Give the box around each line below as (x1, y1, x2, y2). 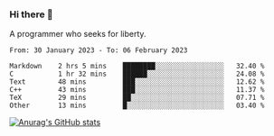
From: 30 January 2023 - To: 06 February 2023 (9, 46, 188, 55)
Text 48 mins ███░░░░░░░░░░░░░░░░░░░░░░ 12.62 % (9, 77, 265, 86)
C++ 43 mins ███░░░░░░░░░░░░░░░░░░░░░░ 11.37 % (9, 86, 265, 95)
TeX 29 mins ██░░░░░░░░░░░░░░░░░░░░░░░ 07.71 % (9, 94, 265, 103)
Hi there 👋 (9, 8, 54, 21)
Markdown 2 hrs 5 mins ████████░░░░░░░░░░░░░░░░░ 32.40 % (9, 62, 265, 71)
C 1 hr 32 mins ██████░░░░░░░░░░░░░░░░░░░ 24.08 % (9, 69, 265, 79)
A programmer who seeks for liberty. (9, 29, 146, 40)
